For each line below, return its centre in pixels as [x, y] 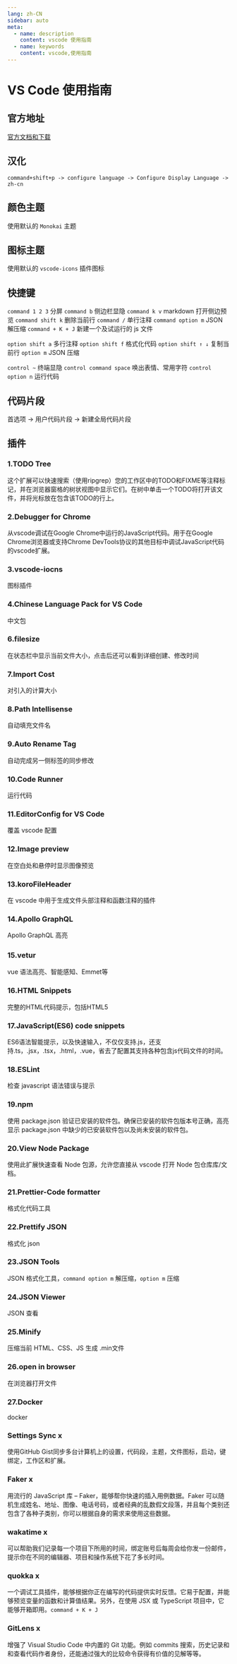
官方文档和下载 [29, 137]
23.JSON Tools [34, 1262]
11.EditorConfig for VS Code [56, 814]
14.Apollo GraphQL [41, 919]
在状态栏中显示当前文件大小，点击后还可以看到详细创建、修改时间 [103, 655]
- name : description [44, 34]
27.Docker [25, 1401]
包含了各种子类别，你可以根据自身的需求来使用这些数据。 [91, 1513]
